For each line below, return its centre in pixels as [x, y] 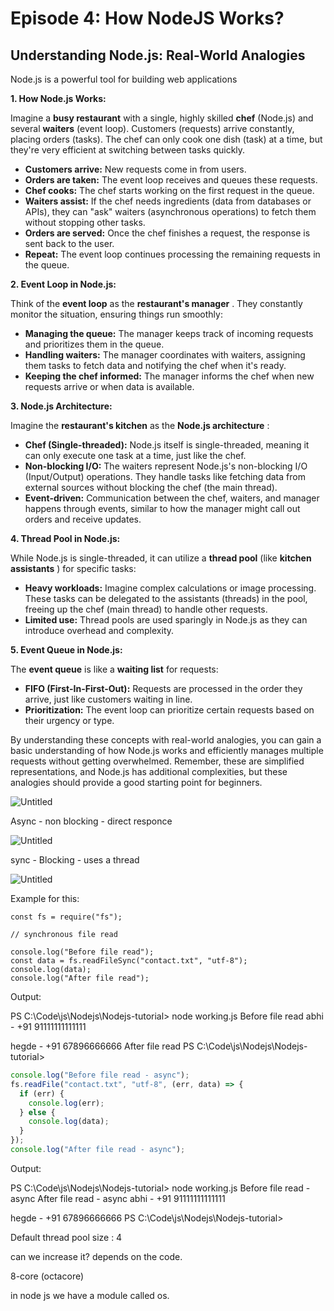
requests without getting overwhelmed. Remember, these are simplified [157, 761]
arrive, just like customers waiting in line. [108, 699]
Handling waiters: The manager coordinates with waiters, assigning [165, 355]
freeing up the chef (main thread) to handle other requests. [146, 609]
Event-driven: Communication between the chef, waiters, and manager [172, 498]
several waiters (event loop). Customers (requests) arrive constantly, [152, 128]
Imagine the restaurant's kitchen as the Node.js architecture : [140, 425]
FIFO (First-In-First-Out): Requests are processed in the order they [163, 688]
